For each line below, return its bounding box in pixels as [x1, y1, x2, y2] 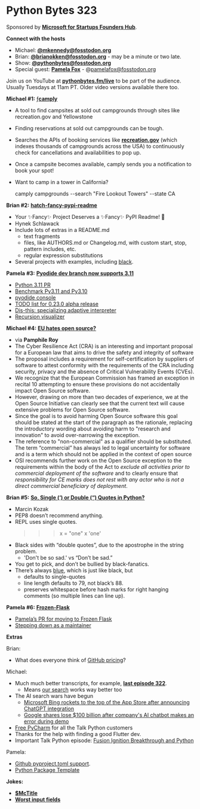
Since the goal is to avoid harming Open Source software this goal [14, 412, 178, 419]
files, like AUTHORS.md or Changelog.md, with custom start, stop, [23, 239, 187, 246]
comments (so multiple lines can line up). [23, 592, 125, 599]
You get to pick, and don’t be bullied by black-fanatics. [14, 560, 149, 567]
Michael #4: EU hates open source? [6, 324, 97, 332]
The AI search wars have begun [14, 692, 94, 700]
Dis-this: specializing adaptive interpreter [14, 306, 116, 314]
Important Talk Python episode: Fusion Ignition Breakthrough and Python [14, 737, 194, 744]
